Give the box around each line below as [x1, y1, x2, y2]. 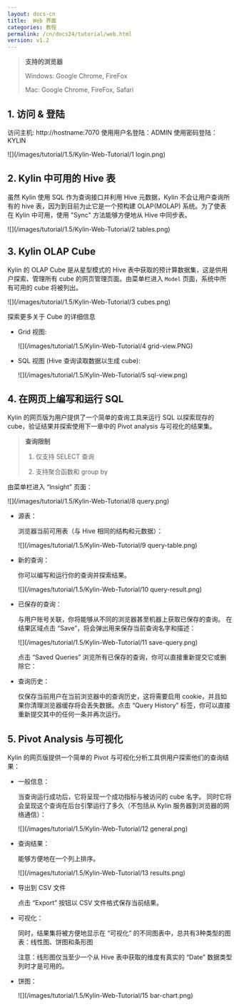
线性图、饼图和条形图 [30, 938, 93, 946]
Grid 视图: [17, 327, 47, 336]
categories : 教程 [7, 24, 57, 31]
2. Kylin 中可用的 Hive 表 [7, 173, 116, 185]
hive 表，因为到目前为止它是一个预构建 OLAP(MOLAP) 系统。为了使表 [21, 201, 227, 210]
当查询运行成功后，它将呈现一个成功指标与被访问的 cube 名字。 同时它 [17, 792, 226, 801]
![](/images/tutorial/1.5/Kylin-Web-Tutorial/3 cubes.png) [7, 297, 171, 306]
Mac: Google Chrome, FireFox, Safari [24, 86, 134, 94]
